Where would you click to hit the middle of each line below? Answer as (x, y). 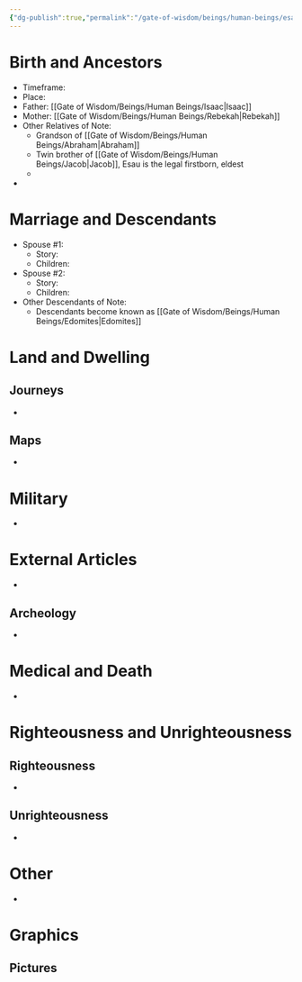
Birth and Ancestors (86, 62)
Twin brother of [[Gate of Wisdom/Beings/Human (127, 154)
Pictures (33, 968)
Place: (34, 96)
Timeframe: (44, 87)
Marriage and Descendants (113, 219)
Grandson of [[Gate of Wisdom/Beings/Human (122, 135)
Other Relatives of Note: (67, 125)
